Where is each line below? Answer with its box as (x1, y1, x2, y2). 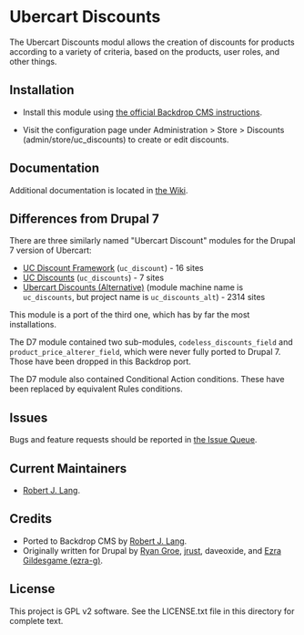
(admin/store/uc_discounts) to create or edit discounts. (22, 134, 229, 145)
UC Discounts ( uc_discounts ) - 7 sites (22, 272, 165, 284)
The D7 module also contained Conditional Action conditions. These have (9, 374, 285, 385)
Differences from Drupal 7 (9, 211, 159, 226)
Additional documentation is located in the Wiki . (9, 184, 188, 195)
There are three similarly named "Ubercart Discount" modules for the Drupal (9, 235, 296, 246)
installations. (9, 319, 57, 330)
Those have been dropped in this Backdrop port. (9, 356, 191, 367)
